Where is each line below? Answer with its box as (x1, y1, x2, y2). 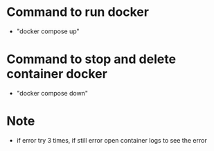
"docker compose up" (16, 27, 80, 35)
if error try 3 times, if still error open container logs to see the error (16, 136, 207, 144)
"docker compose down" (16, 89, 88, 97)
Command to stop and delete (6, 51, 177, 67)
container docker (6, 66, 108, 82)
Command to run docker (6, 4, 150, 20)
